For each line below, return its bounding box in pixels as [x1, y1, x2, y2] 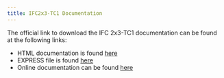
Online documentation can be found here [16, 63, 134, 71]
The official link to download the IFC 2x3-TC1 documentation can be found [7, 28, 217, 37]
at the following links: [7, 35, 67, 44]
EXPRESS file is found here [16, 56, 94, 64]
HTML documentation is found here [16, 49, 118, 57]
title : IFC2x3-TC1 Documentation [7, 9, 103, 17]
